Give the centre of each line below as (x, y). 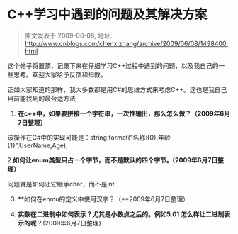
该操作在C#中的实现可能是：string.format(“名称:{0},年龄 (89, 137)
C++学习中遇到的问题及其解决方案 (107, 15)
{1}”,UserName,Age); (38, 145)
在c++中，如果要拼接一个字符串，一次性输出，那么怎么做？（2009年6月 (124, 113)
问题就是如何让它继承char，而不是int (61, 184)
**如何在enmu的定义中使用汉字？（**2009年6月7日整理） (103, 199)
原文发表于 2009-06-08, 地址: (68, 35)
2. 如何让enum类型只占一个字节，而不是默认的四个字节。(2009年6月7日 (113, 160)
